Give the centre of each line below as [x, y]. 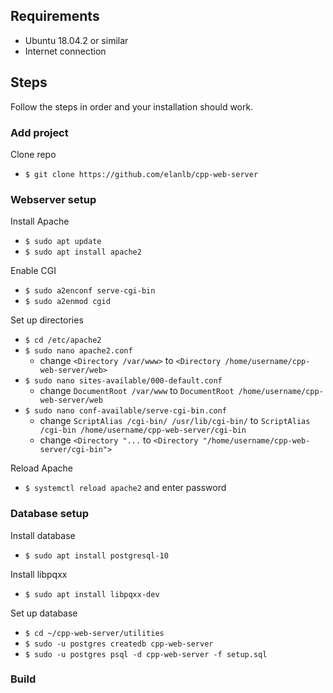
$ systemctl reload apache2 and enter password [125, 488]
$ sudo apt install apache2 [83, 252]
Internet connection [65, 51]
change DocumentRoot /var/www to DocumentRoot [137, 391]
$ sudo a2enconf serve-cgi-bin [90, 291]
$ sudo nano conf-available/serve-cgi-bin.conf [125, 411]
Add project [39, 132]
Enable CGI [33, 271]
